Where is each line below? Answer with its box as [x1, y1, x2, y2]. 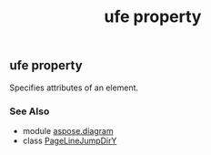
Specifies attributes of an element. [9, 82, 139, 93]
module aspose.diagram [22, 125, 114, 136]
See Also [9, 105, 50, 118]
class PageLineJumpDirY [22, 135, 117, 146]
